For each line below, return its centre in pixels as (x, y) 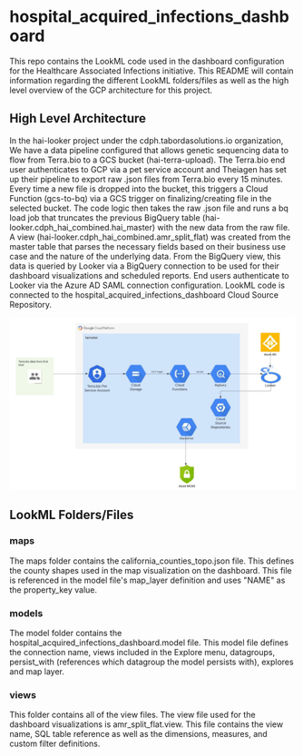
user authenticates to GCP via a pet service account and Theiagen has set (148, 169)
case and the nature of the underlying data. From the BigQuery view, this (145, 256)
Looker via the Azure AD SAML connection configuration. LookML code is (147, 285)
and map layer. (37, 671)
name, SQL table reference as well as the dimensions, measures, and (138, 734)
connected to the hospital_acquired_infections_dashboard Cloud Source (144, 295)
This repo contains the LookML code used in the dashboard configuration (147, 61)
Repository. (31, 304)
